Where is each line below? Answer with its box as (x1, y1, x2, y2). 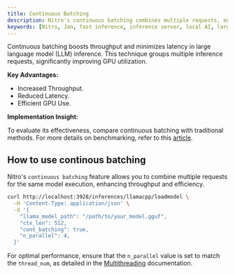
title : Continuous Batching (7, 10, 90, 17)
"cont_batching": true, (20, 226, 90, 233)
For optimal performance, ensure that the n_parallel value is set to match (7, 252, 220, 260)
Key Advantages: (7, 71, 59, 79)
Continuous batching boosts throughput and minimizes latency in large (7, 43, 211, 51)
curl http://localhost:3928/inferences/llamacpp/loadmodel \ (7, 194, 190, 201)
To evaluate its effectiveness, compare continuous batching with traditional (7, 127, 224, 135)
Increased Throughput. (17, 85, 84, 93)
